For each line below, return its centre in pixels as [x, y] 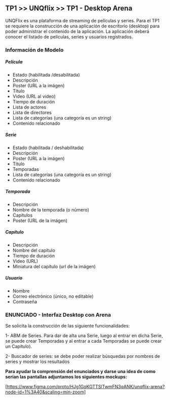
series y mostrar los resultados [37, 361]
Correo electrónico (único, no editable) [53, 296]
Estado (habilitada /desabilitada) [46, 75]
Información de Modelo [35, 50]
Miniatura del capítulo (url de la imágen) [54, 266]
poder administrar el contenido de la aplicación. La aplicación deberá [77, 31]
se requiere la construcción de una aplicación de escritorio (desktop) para [82, 26]
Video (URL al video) [34, 96]
